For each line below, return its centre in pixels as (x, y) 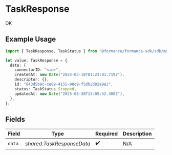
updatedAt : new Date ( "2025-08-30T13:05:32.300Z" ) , (70, 94)
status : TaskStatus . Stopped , (46, 89)
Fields (15, 119)
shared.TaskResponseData (58, 143)
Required (107, 134)
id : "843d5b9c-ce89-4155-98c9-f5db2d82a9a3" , (64, 84)
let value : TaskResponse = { (36, 60)
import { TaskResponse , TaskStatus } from (51, 51)
